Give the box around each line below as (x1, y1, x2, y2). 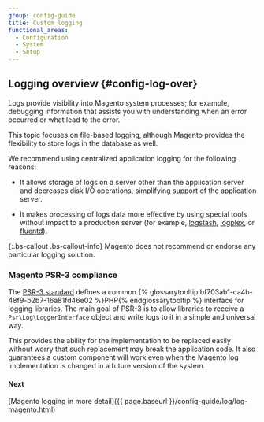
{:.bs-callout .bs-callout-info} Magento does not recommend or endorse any (8, 241, 256, 250)
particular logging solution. (8, 250, 96, 259)
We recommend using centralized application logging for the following (8, 154, 236, 163)
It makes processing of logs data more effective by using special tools (19, 209, 247, 219)
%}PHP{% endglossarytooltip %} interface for (94, 296, 244, 305)
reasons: (8, 162, 37, 172)
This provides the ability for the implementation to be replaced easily (8, 336, 231, 346)
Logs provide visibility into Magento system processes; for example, (8, 98, 230, 107)
